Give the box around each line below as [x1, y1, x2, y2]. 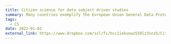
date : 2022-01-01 [5, 26, 42, 31]
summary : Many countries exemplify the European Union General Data [5, 12, 154, 17]
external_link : [5, 31, 38, 36]
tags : [5, 17, 17, 22]
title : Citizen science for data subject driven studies [5, 7, 129, 13]
